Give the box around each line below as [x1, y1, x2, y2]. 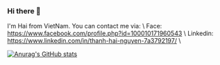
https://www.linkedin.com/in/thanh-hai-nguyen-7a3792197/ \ [7, 37, 181, 45]
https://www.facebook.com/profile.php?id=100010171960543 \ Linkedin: [7, 29, 214, 37]
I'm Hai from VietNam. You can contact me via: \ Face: [7, 22, 162, 30]
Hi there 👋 [7, 6, 42, 16]
